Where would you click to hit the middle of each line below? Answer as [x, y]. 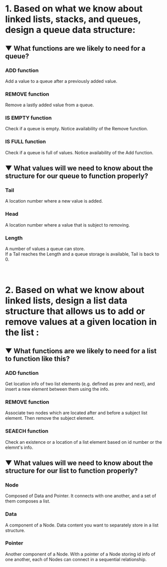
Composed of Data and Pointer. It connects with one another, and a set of [81, 496]
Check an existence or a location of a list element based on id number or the [83, 442]
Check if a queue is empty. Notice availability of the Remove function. [77, 129]
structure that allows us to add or [75, 311]
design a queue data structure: [70, 30]
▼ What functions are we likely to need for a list [81, 351]
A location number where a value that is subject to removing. [68, 225]
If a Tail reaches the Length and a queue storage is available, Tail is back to [82, 254]
